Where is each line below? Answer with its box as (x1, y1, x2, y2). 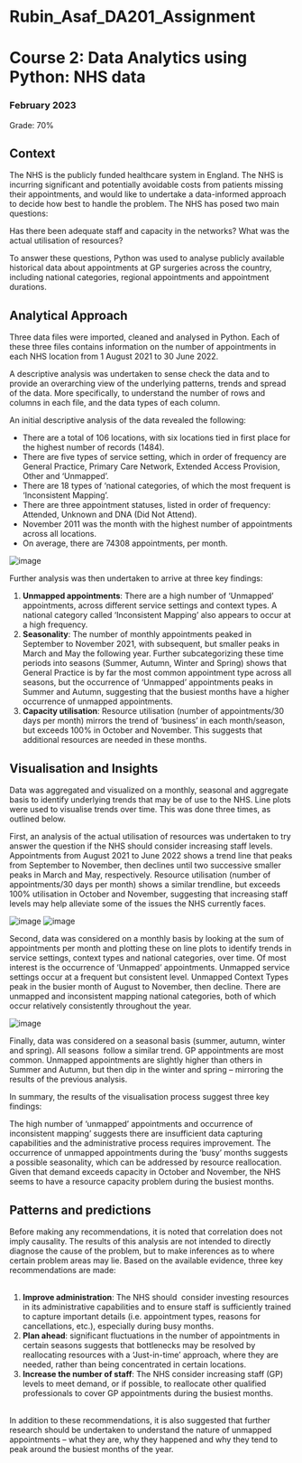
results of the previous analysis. (9, 1074, 128, 1085)
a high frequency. (22, 619, 88, 630)
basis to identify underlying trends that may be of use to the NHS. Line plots (9, 794, 291, 805)
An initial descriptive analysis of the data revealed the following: (9, 415, 246, 426)
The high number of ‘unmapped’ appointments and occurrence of (9, 1119, 254, 1130)
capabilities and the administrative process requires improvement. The (9, 1138, 271, 1149)
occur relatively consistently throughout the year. (9, 1000, 192, 1011)
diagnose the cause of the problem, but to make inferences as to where (9, 1245, 275, 1256)
